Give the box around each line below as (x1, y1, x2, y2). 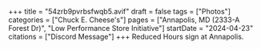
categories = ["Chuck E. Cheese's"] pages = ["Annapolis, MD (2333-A (8, 15, 240, 24)
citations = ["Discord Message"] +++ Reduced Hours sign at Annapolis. (8, 32, 244, 41)
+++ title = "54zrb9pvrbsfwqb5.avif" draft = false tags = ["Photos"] (8, 7, 231, 16)
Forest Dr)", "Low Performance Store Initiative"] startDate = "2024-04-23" (8, 24, 254, 32)
